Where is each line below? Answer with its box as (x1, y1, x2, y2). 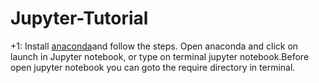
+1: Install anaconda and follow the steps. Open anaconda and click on (10, 40, 299, 52)
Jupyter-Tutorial (10, 7, 149, 30)
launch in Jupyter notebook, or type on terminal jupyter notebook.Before (10, 50, 310, 62)
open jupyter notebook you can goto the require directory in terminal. (10, 61, 296, 73)
